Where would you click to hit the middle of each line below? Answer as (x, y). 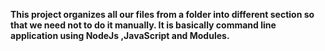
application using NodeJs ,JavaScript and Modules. (120, 35)
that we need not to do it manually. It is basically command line (143, 25)
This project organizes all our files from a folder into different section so (162, 14)
